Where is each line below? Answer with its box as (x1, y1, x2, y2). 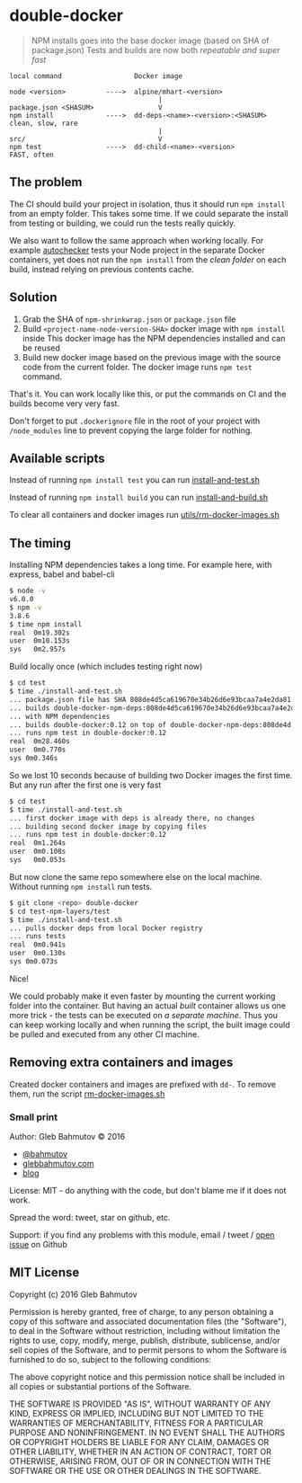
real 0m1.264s (9, 839, 67, 848)
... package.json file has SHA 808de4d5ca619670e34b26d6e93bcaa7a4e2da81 (9, 695, 292, 704)
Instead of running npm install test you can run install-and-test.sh (9, 475, 261, 485)
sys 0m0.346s (9, 754, 58, 763)
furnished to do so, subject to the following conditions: (9, 1354, 211, 1364)
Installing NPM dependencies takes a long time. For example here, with (9, 559, 272, 571)
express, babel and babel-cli (9, 569, 115, 580)
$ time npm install (9, 619, 83, 629)
